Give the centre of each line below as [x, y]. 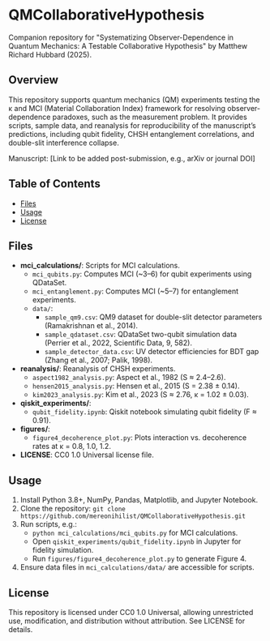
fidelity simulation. [63, 550]
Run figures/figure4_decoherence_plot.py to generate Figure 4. [139, 559]
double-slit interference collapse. [64, 143]
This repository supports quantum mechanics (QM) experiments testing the [134, 100]
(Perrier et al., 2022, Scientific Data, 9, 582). [118, 343]
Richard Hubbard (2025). [50, 54]
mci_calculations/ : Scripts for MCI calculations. [100, 266]
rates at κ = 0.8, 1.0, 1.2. [72, 447]
